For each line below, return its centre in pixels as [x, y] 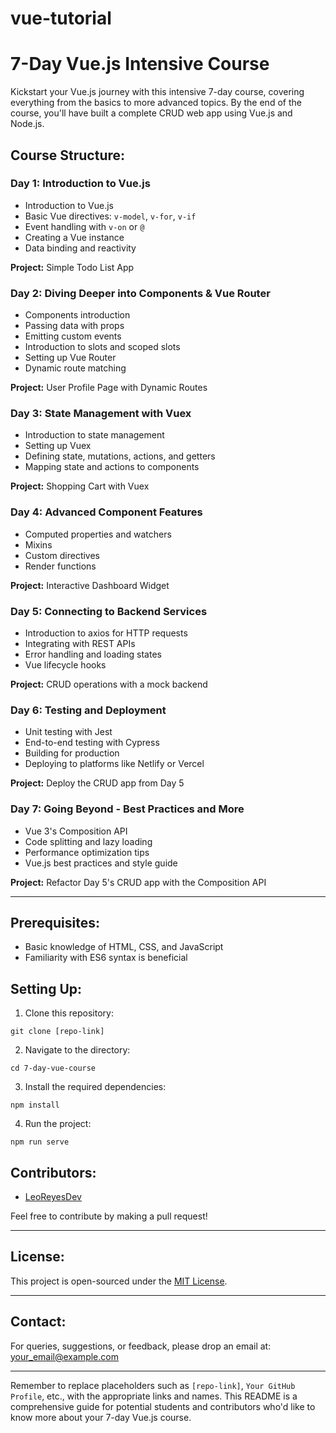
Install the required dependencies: [95, 1087]
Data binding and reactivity [80, 248]
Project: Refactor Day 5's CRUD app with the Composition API [138, 882]
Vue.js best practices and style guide [101, 863]
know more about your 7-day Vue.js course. [101, 1417]
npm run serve [40, 1142]
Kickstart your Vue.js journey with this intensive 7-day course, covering [157, 92]
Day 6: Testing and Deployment [88, 710]
